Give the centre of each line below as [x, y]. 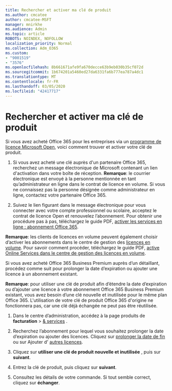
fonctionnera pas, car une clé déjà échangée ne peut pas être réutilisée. [81, 306]
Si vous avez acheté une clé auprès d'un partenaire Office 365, [79, 163]
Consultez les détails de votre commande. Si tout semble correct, [82, 377]
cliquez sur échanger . [36, 383]
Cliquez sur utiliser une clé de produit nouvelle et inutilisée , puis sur [87, 352]
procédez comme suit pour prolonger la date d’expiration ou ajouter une [81, 269]
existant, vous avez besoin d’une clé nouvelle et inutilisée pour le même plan [86, 295]
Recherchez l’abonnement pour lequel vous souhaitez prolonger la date [88, 331]
